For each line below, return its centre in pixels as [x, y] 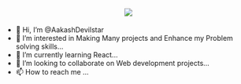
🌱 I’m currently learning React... [67, 54]
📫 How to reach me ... [52, 71]
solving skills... [39, 46]
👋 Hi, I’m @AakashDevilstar [60, 29]
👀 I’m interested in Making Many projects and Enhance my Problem [124, 38]
